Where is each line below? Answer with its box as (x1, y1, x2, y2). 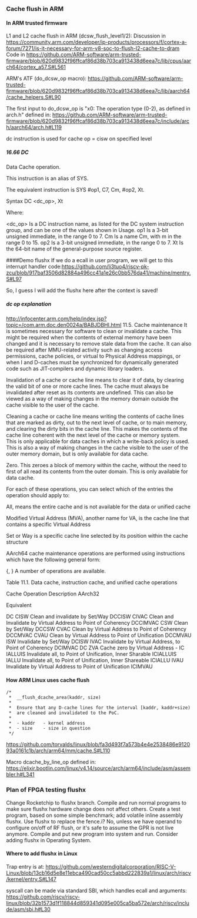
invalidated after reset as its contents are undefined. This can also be (6, 389, 173, 396)
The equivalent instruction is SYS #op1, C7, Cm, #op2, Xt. (6, 186, 145, 193)
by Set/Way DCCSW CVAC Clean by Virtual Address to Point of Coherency (6, 625, 187, 633)
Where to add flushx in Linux (6, 850, 78, 857)
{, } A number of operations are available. (6, 568, 106, 575)
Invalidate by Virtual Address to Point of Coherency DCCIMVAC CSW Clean (6, 619, 188, 626)
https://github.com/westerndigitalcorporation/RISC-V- (45, 863, 176, 870)
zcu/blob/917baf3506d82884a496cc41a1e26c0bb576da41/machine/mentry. (6, 269, 191, 276)
